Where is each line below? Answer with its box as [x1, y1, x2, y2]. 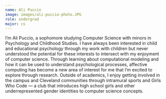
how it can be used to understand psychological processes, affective [5, 61, 147, 67]
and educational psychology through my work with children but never [5, 45, 148, 51]
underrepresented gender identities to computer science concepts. [5, 88, 144, 94]
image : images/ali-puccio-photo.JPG [5, 12, 81, 17]
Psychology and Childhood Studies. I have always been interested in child [5, 40, 157, 46]
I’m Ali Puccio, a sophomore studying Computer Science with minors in [5, 35, 151, 41]
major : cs [5, 21, 26, 26]
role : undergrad [5, 16, 39, 21]
